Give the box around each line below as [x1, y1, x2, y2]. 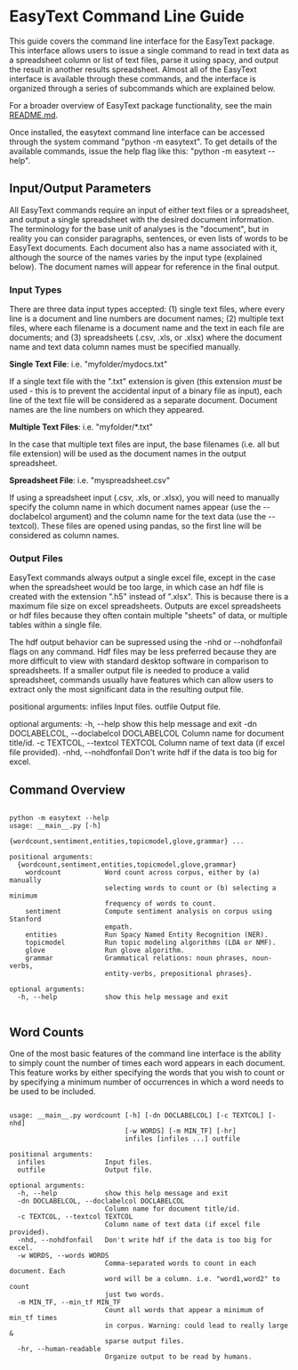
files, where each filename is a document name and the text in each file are [9, 323, 285, 334]
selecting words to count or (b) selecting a [104, 883, 277, 893]
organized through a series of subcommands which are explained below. [9, 83, 276, 93]
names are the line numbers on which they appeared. [9, 405, 205, 415]
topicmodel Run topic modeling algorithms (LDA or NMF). [25, 939, 277, 947]
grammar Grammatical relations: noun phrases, [25, 954, 249, 963]
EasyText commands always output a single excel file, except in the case [9, 572, 276, 584]
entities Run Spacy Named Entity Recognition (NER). [25, 931, 269, 939]
